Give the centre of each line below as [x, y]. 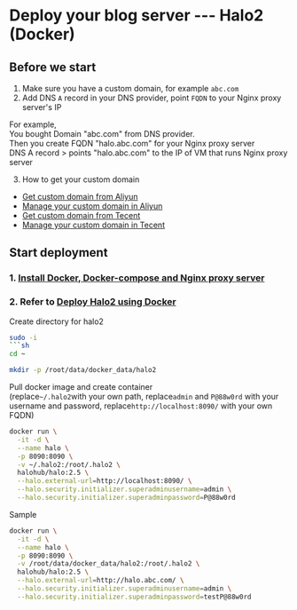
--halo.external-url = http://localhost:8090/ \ [105, 481]
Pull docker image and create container [81, 387]
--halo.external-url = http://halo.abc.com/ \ [101, 581]
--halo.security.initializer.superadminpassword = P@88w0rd [127, 498]
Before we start [53, 67]
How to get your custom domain [81, 179]
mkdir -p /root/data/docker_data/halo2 [83, 370]
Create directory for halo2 [57, 321]
